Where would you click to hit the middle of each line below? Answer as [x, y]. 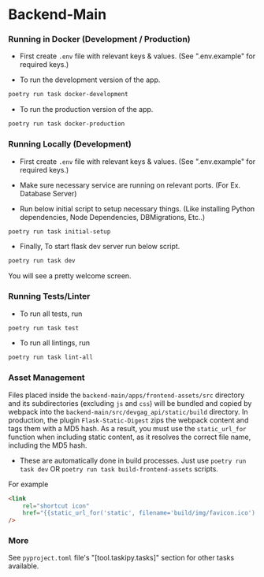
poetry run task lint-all [50, 357]
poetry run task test [44, 328]
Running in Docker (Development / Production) [99, 39]
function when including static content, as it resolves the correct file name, [130, 437]
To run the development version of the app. [90, 80]
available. [24, 566]
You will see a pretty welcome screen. [70, 276]
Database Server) [48, 193]
